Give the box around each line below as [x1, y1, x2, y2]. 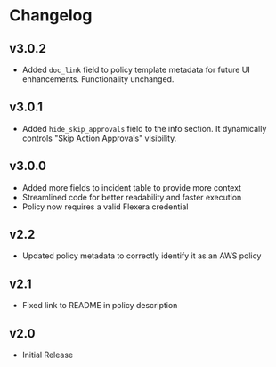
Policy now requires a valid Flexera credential [21, 201, 189, 212]
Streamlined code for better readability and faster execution [21, 192, 242, 202]
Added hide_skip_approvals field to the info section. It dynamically [21, 123, 267, 134]
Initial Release [21, 349, 74, 361]
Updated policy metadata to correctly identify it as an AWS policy [21, 250, 262, 261]
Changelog [9, 5, 93, 26]
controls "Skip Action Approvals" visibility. [21, 133, 177, 143]
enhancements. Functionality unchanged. [21, 74, 175, 85]
